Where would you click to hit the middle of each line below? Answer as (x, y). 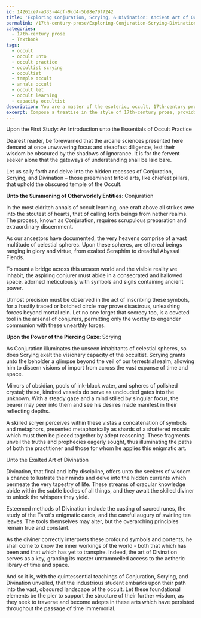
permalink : (20, 23)
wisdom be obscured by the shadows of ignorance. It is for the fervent (93, 154)
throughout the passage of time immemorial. (61, 608)
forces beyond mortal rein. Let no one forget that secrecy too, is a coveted (98, 313)
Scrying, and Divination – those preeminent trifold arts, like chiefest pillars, (98, 178)
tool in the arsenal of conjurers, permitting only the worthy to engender (94, 319)
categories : (21, 28)
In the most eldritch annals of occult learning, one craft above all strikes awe (100, 208)
